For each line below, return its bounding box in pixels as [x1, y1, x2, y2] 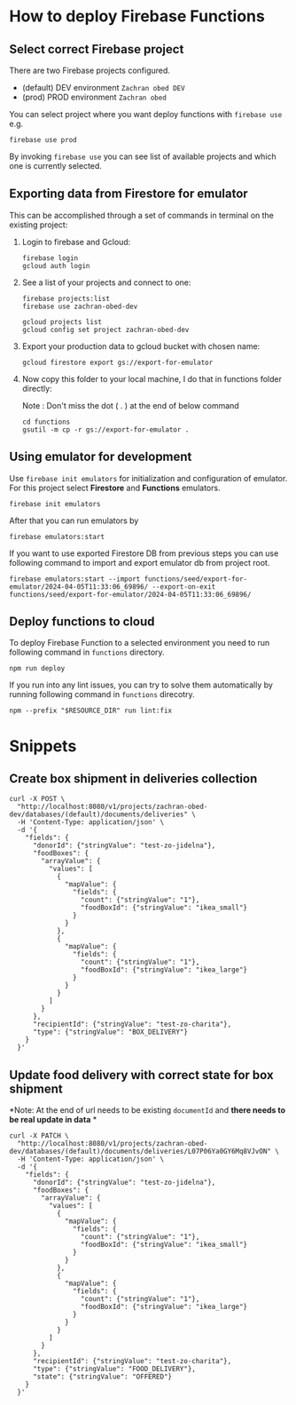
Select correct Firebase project [9, 42, 184, 57]
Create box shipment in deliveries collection [9, 771, 258, 787]
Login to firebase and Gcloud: [21, 236, 131, 247]
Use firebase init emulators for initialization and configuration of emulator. [9, 472, 288, 483]
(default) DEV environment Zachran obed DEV [21, 83, 185, 92]
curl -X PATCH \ [9, 1131, 69, 1140]
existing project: [9, 219, 68, 230]
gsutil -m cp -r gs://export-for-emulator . [21, 425, 190, 434]
